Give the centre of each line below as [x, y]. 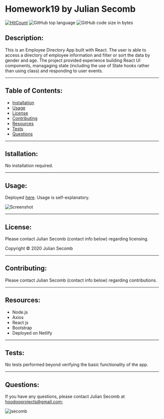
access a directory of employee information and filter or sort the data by [78, 55]
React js [20, 322]
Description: [24, 38]
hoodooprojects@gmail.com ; [34, 402]
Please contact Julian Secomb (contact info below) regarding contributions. [81, 280]
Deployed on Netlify [32, 333]
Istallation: [21, 154]
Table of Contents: [34, 91]
